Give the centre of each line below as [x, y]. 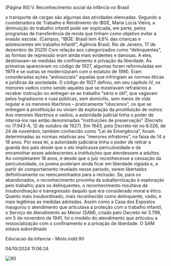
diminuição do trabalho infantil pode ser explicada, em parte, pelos [76, 28]
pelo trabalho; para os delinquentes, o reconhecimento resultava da [77, 185]
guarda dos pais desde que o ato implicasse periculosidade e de [73, 147]
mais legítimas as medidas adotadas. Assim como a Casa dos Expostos [80, 202]
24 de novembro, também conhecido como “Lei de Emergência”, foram [80, 131]
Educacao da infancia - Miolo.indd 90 [45, 239]
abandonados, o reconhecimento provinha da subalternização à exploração [85, 180]
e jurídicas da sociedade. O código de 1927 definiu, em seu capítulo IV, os [83, 82]
